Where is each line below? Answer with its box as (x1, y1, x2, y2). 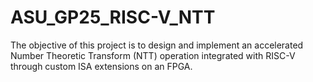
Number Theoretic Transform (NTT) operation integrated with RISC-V (10, 49, 296, 61)
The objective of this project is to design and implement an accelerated (10, 39, 304, 51)
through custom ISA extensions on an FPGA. (10, 60, 193, 72)
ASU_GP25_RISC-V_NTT (10, 6, 216, 29)
